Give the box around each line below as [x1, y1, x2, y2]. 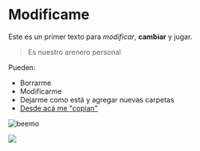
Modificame [8, 6, 90, 24]
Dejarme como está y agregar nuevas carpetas [19, 95, 175, 104]
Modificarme [19, 86, 62, 96]
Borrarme [19, 78, 52, 87]
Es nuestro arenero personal [27, 47, 121, 56]
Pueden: [8, 62, 36, 72]
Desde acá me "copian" [19, 103, 98, 113]
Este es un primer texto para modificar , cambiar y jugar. [8, 32, 193, 41]
